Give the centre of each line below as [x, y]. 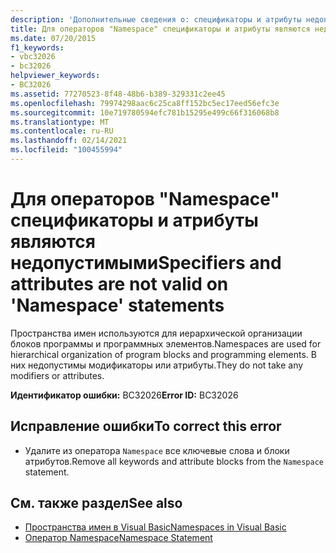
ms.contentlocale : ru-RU [62, 131]
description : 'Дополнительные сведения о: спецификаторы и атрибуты [156, 19]
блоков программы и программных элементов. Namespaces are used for [166, 343]
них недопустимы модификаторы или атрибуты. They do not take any [157, 365]
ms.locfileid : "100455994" [66, 150]
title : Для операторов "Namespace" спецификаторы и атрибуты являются [160, 29]
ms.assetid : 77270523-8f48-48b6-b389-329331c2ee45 [118, 94]
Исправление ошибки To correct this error [146, 426]
